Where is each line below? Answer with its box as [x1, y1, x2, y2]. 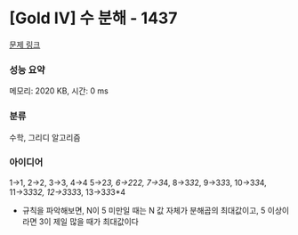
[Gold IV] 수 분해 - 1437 [9, 8, 178, 28]
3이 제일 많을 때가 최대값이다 [38, 215, 140, 227]
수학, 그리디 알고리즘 [9, 132, 81, 142]
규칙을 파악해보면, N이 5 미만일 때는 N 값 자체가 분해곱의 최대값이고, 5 [21, 205, 266, 215]
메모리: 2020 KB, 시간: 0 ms [9, 85, 109, 96]
